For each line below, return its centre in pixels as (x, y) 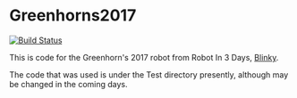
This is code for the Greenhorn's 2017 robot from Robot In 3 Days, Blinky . (144, 57)
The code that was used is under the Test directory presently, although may (149, 74)
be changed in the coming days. (68, 84)
